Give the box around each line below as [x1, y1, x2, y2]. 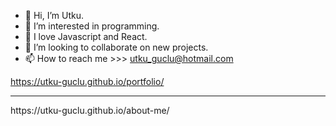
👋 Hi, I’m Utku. [24, 10, 84, 21]
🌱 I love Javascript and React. [24, 31, 148, 42]
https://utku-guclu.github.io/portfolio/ [10, 76, 165, 87]
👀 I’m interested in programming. [24, 20, 160, 32]
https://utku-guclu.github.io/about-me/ [10, 105, 170, 116]
